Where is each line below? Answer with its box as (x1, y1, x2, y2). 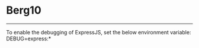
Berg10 (6, 4, 41, 17)
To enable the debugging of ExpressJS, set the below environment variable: (6, 28, 191, 36)
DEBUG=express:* (6, 35, 52, 42)
